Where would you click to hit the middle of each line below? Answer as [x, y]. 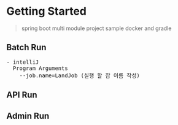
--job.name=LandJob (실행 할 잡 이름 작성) [79, 75]
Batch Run [26, 47]
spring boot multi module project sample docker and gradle [96, 28]
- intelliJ [23, 62]
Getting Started [47, 11]
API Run [22, 95]
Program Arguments [41, 68]
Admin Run [28, 116]
